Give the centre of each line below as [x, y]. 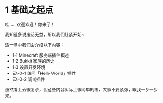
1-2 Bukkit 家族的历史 [33, 61]
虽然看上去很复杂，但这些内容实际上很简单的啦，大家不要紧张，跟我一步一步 [81, 89]
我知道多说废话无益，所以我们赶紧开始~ [45, 34]
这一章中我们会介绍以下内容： [35, 44]
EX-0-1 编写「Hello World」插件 [44, 73]
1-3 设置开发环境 [29, 67]
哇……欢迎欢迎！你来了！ [30, 24]
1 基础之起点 [29, 10]
